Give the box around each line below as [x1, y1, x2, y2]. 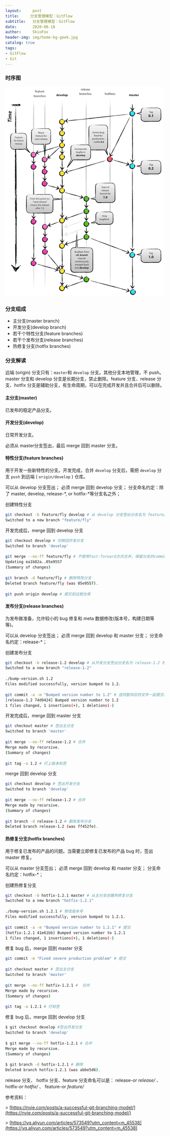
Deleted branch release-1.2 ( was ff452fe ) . [5, 824, 99, 829]
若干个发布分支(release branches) [12, 337, 83, 343]
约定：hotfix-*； [9, 871, 44, 877]
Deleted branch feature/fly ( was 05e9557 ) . [5, 580, 99, 586]
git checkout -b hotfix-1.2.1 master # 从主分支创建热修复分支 [5, 893, 133, 898]
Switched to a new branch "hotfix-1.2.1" [5, 898, 94, 904]
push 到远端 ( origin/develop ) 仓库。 [11, 474, 88, 480]
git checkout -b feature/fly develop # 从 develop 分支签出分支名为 [5, 512, 146, 517]
